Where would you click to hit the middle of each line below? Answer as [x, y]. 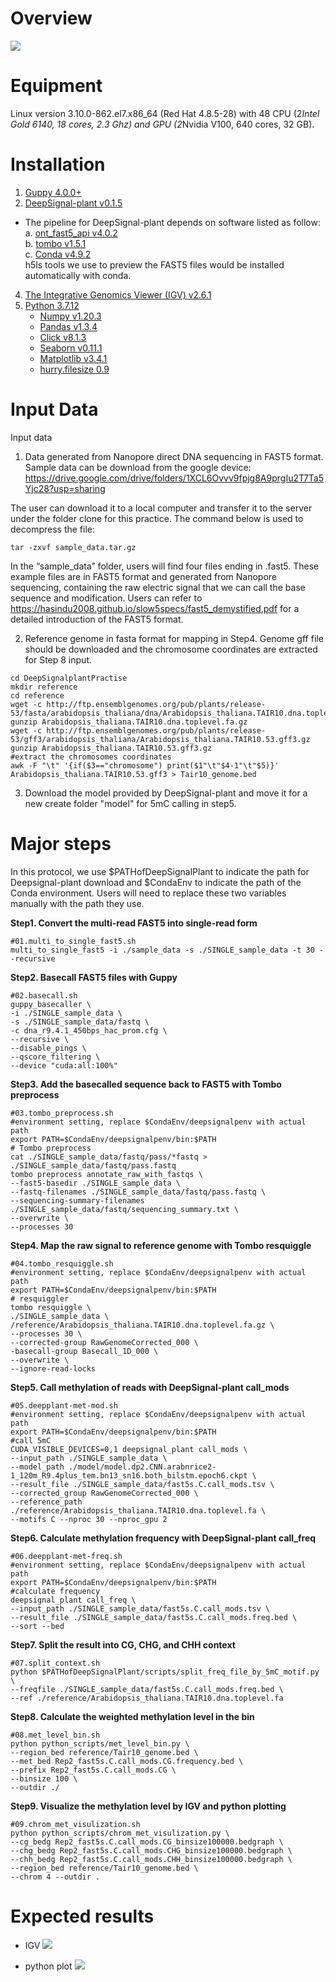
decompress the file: [52, 529]
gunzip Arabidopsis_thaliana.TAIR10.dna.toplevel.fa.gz [129, 722]
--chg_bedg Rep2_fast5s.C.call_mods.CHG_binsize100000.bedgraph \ [151, 1850]
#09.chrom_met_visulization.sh [75, 1824]
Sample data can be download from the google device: [138, 467]
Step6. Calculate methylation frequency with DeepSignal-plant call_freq [163, 1538]
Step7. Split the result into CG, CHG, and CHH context [123, 1644]
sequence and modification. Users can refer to [106, 598]
